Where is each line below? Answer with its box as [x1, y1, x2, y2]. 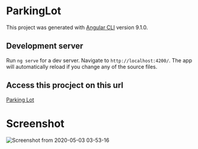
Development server [6, 41, 84, 51]
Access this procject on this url [6, 80, 123, 90]
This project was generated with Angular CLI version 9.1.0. [6, 24, 148, 31]
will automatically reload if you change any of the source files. [6, 63, 158, 70]
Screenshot [6, 117, 65, 130]
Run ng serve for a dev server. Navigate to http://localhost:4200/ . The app [6, 56, 193, 64]
